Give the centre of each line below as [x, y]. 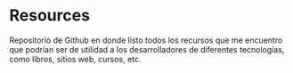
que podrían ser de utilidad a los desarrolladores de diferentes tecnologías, [147, 49]
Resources [50, 16]
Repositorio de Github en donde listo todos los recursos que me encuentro [146, 40]
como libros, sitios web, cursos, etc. [75, 59]
